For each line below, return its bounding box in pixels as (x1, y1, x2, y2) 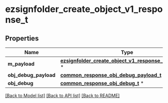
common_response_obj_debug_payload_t (60, 71, 161, 78)
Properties (5, 34, 39, 42)
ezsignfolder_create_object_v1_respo (5, 3, 163, 15)
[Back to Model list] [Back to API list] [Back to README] (5, 92, 120, 98)
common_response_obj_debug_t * (60, 80, 144, 86)
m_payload (7, 60, 35, 67)
